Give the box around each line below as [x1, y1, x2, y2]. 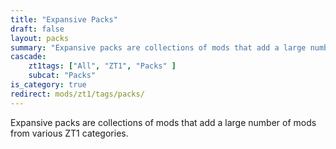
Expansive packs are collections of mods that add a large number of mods [10, 116, 317, 128]
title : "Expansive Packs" [10, 14, 118, 25]
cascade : [10, 52, 47, 62]
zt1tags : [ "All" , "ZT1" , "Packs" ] [28, 61, 177, 71]
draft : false [10, 24, 65, 34]
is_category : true [10, 80, 87, 90]
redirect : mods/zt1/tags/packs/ [10, 89, 145, 99]
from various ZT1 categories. [10, 127, 129, 139]
